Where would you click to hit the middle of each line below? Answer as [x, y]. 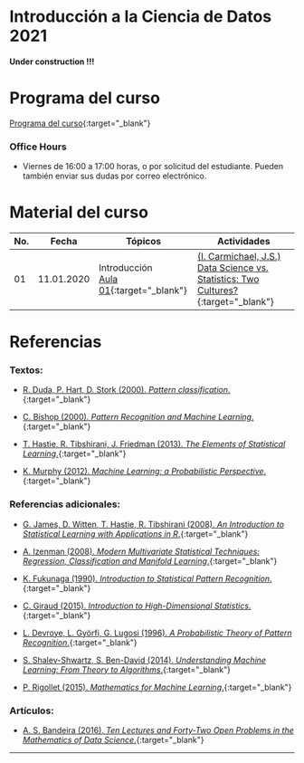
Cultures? [218, 290]
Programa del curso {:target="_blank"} [80, 123]
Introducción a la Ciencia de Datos [141, 17]
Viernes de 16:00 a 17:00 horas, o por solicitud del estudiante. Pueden [153, 167]
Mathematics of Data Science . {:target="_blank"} [113, 740]
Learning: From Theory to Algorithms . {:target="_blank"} [126, 669]
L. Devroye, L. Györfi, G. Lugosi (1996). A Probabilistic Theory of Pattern [157, 633]
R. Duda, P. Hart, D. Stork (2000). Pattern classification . [126, 390]
